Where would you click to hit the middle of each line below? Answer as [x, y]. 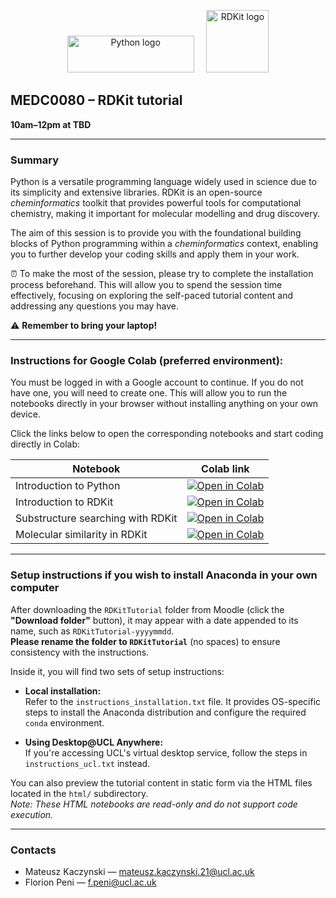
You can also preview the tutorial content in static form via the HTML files [161, 782]
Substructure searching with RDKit [96, 518]
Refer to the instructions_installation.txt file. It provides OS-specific [173, 701]
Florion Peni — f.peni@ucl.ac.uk [90, 882]
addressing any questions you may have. [94, 306]
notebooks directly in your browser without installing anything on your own [164, 404]
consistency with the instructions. [80, 652]
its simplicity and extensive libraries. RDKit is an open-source [136, 192]
